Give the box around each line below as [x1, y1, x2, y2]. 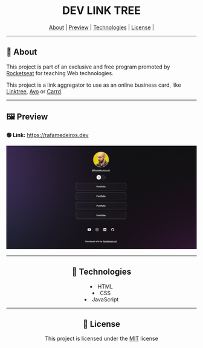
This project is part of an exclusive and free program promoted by [6, 63, 170, 70]
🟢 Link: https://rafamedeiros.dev [6, 131, 89, 138]
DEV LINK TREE [62, 4, 141, 18]
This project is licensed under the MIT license [45, 335, 158, 343]
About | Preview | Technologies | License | [49, 24, 154, 31]
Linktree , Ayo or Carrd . [6, 87, 63, 95]
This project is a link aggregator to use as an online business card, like [6, 81, 181, 89]
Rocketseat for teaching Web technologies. [6, 69, 114, 76]
